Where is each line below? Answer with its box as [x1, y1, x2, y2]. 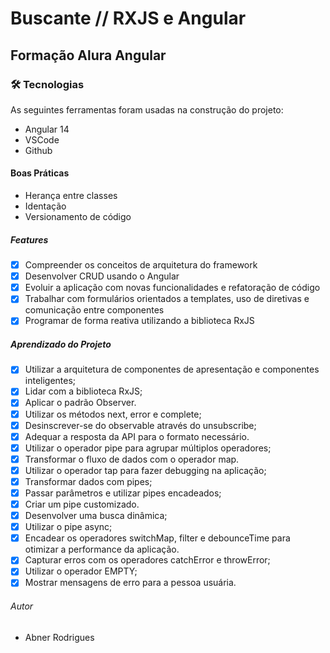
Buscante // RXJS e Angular [10, 7, 247, 30]
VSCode [24, 133, 60, 146]
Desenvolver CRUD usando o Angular [24, 270, 180, 282]
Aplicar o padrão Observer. [24, 397, 137, 409]
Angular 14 [24, 123, 70, 135]
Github [24, 144, 53, 156]
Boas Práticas [10, 167, 70, 179]
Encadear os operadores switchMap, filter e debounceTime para [24, 532, 291, 544]
